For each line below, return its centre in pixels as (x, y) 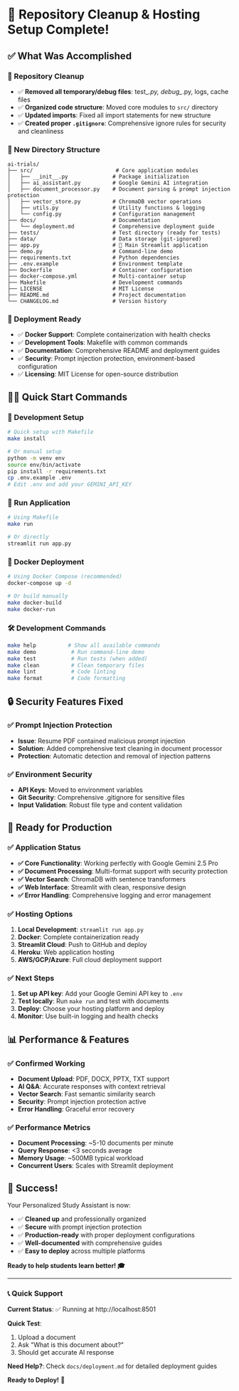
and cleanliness (41, 131)
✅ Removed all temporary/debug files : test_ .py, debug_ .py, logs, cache (123, 91)
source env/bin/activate (44, 465)
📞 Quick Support (35, 1294)
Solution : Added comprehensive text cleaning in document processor (120, 748)
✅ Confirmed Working (46, 1063)
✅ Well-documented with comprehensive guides (90, 1243)
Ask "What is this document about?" (71, 1345)
